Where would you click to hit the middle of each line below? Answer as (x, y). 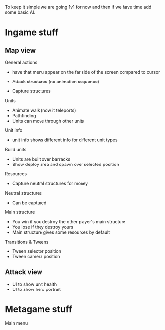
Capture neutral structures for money (50, 183)
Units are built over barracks (41, 159)
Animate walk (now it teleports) (44, 110)
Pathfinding (24, 115)
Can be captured (29, 203)
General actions (21, 62)
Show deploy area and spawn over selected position (66, 164)
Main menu (17, 323)
